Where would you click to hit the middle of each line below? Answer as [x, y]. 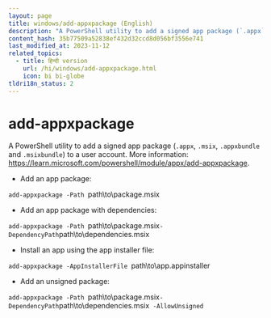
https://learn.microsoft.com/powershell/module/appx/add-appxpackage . [129, 163]
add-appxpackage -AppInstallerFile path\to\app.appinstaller [109, 266]
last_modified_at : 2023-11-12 [59, 46]
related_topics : [35, 53]
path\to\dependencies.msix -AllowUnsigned [131, 306]
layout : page [30, 16]
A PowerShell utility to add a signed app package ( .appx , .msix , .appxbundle [134, 146]
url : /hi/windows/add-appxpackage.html [90, 69]
